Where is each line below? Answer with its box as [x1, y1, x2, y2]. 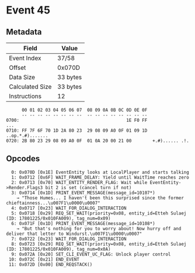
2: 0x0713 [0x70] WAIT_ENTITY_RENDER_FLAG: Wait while [11, 179, 148, 185]
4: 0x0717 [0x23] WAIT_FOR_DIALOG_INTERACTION [11, 205, 127, 211]
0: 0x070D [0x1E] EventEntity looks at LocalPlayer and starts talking [11, 169, 190, 175]
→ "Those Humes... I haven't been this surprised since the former [16, 194, 184, 201]
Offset [9, 64, 26, 71]
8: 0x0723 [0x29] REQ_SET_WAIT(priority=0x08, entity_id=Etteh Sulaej [11, 241, 187, 247]
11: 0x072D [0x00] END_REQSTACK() [8, 261, 93, 267]
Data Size [9, 73, 36, 81]
